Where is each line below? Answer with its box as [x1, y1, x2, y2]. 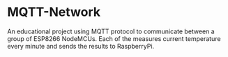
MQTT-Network [7, 4, 101, 20]
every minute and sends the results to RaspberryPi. [7, 42, 155, 50]
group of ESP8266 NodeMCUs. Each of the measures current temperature [7, 34, 221, 42]
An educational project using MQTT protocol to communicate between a [7, 27, 215, 35]
